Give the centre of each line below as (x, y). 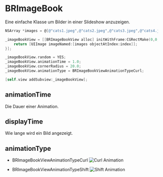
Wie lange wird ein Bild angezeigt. (39, 133)
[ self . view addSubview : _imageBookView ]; (47, 80)
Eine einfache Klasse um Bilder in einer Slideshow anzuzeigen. (67, 22)
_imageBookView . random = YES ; (36, 57)
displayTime (24, 122)
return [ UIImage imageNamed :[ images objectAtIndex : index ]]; (76, 44)
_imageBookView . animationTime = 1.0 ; (43, 62)
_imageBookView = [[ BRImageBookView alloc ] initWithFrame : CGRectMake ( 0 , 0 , (82, 39)
